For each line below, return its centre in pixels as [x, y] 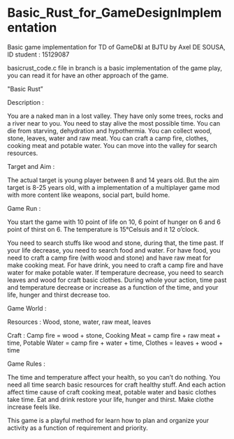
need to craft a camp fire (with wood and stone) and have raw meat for [109, 258]
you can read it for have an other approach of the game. [88, 75]
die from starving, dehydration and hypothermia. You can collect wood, [110, 131]
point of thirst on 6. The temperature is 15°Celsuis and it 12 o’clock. [103, 229]
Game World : [27, 308]
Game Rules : [26, 364]
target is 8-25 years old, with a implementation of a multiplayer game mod [114, 187]
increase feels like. [34, 407]
